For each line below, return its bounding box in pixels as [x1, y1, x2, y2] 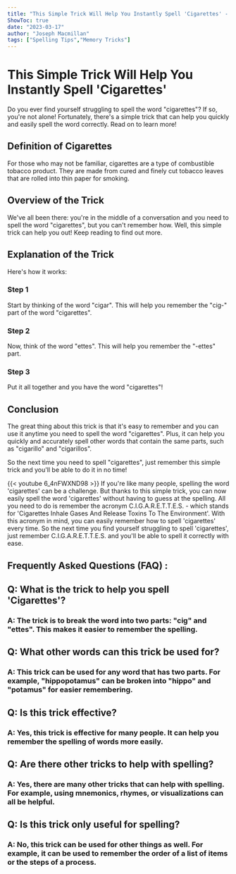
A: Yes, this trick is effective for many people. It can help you [7, 728, 219, 737]
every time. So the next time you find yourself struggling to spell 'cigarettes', [7, 524, 229, 532]
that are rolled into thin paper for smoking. [7, 174, 130, 182]
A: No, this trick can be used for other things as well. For [7, 839, 204, 849]
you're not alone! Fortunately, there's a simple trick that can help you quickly [7, 113, 230, 121]
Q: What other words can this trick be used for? [7, 646, 220, 658]
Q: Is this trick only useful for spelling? [7, 818, 180, 831]
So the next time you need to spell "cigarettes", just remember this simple [7, 458, 221, 467]
